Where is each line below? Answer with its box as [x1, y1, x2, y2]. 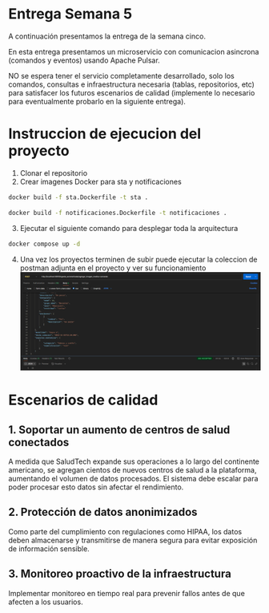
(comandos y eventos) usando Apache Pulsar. [8, 55, 160, 65]
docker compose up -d [8, 240, 81, 248]
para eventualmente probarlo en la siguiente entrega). [8, 96, 187, 106]
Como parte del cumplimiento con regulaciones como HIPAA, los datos [8, 526, 243, 536]
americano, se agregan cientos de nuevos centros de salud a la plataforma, [8, 465, 257, 474]
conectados [8, 435, 70, 449]
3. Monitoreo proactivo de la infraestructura [8, 567, 232, 581]
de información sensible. [8, 543, 90, 554]
